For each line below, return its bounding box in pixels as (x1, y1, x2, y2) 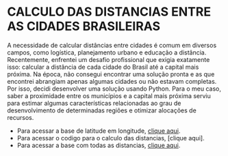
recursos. (7, 113, 34, 121)
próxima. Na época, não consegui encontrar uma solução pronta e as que (7, 69, 215, 78)
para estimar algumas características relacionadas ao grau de (7, 99, 181, 107)
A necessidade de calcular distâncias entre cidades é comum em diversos (7, 41, 217, 49)
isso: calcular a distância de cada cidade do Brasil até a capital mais (7, 63, 199, 71)
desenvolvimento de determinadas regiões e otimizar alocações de (7, 106, 197, 114)
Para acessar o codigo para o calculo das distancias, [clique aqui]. (16, 134, 205, 142)
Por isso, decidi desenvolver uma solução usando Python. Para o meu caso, (7, 84, 221, 93)
